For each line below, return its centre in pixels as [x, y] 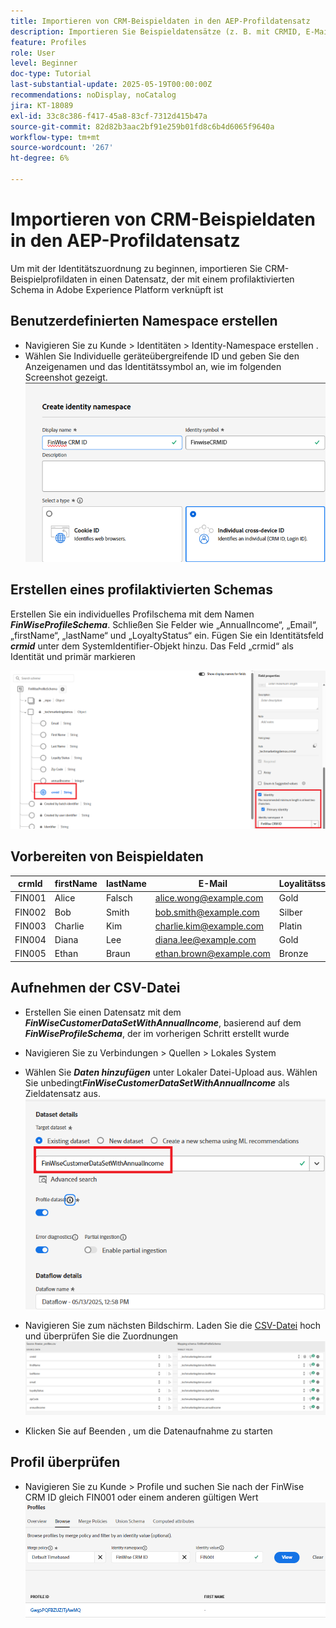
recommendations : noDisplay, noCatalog [93, 95]
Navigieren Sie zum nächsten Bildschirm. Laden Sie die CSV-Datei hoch [173, 1325]
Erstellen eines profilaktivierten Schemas [141, 590]
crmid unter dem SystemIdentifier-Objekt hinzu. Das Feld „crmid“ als [152, 646]
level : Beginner [44, 63]
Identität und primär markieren [73, 656]
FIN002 [30, 912]
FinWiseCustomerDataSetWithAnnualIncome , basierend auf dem [163, 1022]
